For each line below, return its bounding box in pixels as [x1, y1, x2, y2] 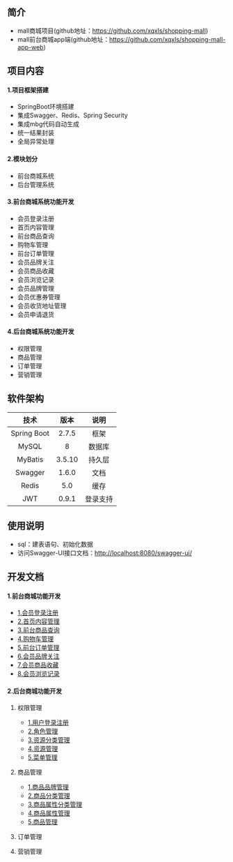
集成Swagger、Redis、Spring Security [17, 111, 129, 120]
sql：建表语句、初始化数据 [17, 540, 94, 548]
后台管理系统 [17, 180, 54, 188]
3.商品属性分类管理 [27, 801, 82, 809]
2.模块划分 [7, 155, 38, 162]
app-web [17, 43, 44, 51]
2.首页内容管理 [17, 617, 61, 626]
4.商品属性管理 [27, 809, 71, 817]
